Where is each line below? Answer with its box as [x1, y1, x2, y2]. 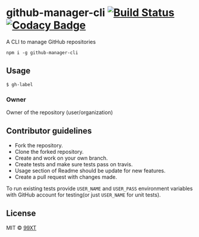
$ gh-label [6, 81, 33, 87]
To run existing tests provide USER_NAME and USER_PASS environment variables [6, 185, 193, 192]
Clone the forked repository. [14, 148, 84, 155]
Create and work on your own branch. [14, 154, 108, 162]
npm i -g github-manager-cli [6, 49, 78, 56]
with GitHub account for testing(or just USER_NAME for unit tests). [6, 191, 162, 198]
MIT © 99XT [6, 224, 37, 231]
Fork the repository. [14, 141, 64, 148]
